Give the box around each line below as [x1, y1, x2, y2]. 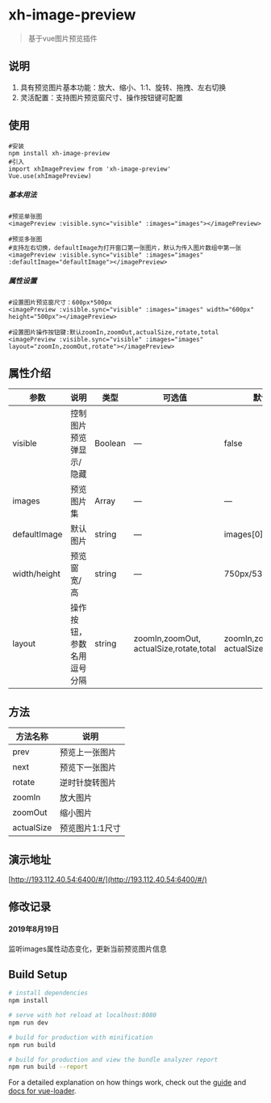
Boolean [94, 438, 127, 449]
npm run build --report [8, 1063, 89, 1071]
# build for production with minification [8, 1033, 153, 1041]
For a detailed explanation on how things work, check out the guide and [8, 1078, 247, 1088]
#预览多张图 [8, 235, 43, 244]
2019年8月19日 [8, 924, 59, 934]
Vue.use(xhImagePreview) [8, 172, 92, 180]
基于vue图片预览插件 [27, 33, 98, 43]
